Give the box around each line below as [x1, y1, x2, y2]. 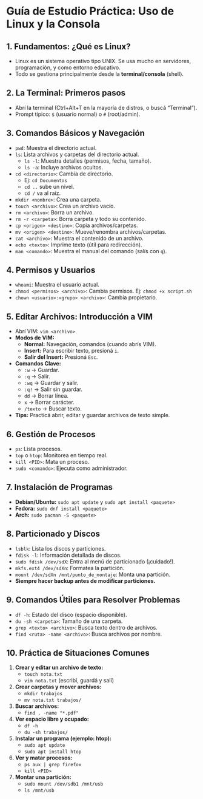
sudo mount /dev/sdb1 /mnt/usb [24, 781, 104, 787]
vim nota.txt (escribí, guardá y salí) [24, 677, 114, 684]
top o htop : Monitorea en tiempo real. [15, 452, 108, 459]
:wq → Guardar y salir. [24, 379, 79, 387]
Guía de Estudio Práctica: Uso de [6, 4, 175, 18]
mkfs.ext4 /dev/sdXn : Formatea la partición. [15, 564, 125, 571]
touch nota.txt [24, 671, 62, 678]
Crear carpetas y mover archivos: [15, 683, 102, 690]
